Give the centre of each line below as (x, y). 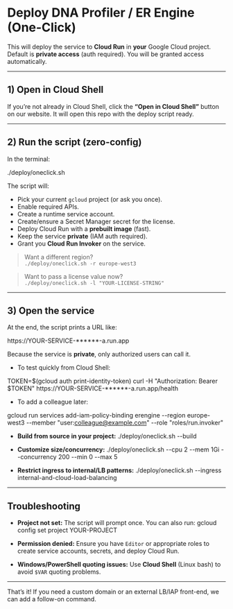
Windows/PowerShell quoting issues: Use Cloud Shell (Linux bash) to (119, 565)
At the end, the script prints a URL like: (62, 327)
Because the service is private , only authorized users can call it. (99, 354)
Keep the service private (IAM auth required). (82, 236)
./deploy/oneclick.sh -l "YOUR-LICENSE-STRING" (94, 283)
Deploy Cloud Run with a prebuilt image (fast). (84, 229)
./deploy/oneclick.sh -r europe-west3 (80, 264)
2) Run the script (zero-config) (75, 143)
